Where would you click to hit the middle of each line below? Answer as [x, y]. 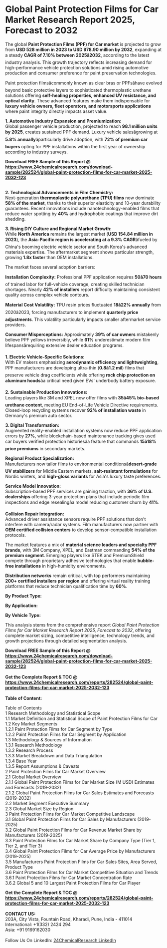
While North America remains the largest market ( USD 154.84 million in [79, 234]
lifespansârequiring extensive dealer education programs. [64, 345]
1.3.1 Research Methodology [34, 745]
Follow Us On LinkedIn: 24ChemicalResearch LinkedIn [61, 940]
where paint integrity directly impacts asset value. [56, 111]
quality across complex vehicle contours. [47, 295]
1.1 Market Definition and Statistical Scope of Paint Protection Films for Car [82, 718]
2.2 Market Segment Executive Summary [47, 803]
